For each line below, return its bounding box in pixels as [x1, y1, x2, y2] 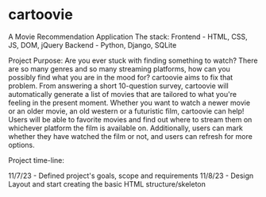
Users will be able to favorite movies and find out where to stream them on [8, 114, 253, 124]
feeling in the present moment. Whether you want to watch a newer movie [8, 98, 251, 107]
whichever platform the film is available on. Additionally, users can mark [8, 123, 244, 133]
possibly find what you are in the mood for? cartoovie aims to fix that [8, 72, 233, 82]
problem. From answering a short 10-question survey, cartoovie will [8, 81, 229, 91]
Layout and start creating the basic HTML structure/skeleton [8, 179, 206, 188]
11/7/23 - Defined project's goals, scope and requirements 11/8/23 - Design [8, 171, 254, 180]
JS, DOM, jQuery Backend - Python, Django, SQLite [8, 40, 177, 49]
